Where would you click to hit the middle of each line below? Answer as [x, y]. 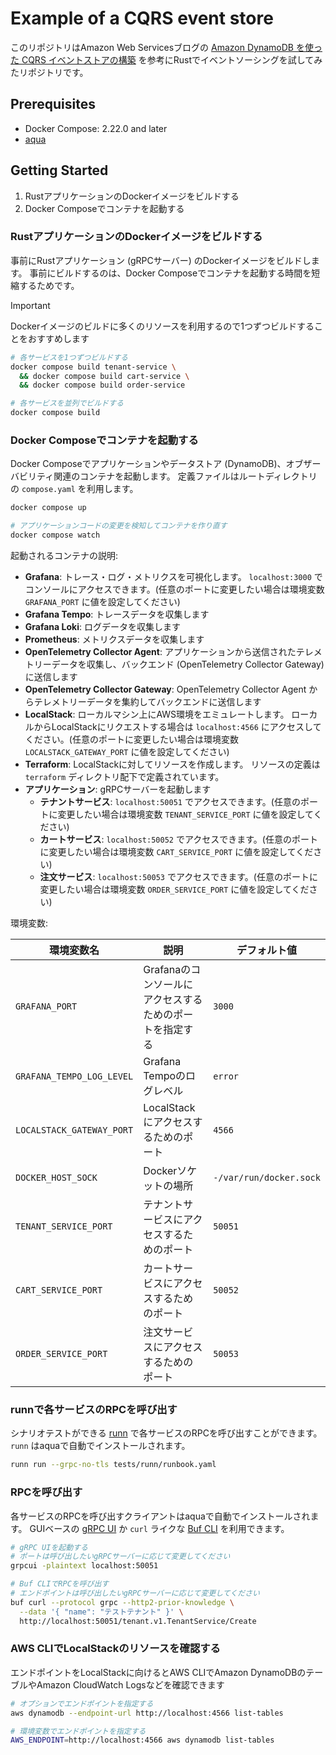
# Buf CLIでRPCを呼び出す [60, 1584]
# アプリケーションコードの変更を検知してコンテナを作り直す [119, 526]
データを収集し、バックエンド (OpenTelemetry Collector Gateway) [188, 664]
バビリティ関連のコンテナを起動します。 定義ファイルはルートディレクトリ [164, 476]
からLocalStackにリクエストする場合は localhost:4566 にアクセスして [177, 727]
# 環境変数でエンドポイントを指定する [78, 1731]
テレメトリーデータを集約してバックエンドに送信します [147, 702]
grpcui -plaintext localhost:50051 [84, 1566]
